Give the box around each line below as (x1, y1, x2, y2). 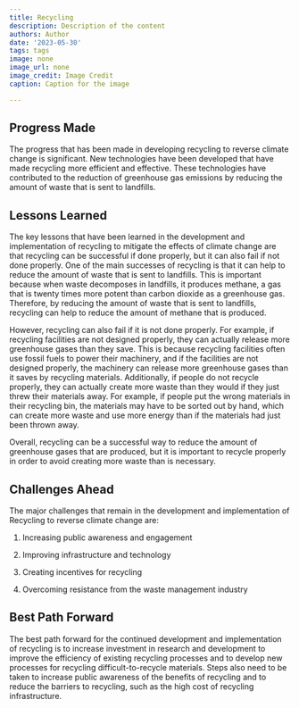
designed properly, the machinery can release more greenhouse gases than (9, 362, 288, 373)
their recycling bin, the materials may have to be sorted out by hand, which (9, 401, 284, 412)
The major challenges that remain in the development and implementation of (9, 505, 290, 516)
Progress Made (9, 121, 96, 136)
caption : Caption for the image (9, 79, 129, 88)
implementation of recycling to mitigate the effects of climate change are (9, 241, 277, 252)
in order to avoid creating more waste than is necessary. (9, 456, 216, 467)
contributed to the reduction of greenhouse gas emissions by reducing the (9, 172, 283, 183)
